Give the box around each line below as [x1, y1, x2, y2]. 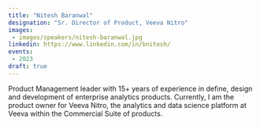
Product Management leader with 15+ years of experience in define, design [8, 84, 253, 93]
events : [8, 48, 34, 56]
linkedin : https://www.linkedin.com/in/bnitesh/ [8, 41, 171, 49]
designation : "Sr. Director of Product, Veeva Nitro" [8, 19, 189, 27]
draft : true [8, 63, 47, 70]
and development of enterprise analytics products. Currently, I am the [8, 92, 235, 102]
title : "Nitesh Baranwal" [8, 11, 93, 20]
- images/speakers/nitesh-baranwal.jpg [11, 33, 143, 41]
